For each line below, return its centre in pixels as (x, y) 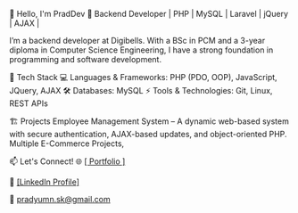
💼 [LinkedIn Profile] (45, 182)
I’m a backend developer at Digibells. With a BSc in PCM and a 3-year (137, 41)
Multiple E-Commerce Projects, (67, 143)
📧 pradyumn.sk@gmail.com (60, 199)
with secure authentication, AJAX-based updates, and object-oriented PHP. (148, 134)
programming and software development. (86, 59)
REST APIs (29, 103)
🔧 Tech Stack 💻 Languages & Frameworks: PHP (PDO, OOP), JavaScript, (144, 77)
